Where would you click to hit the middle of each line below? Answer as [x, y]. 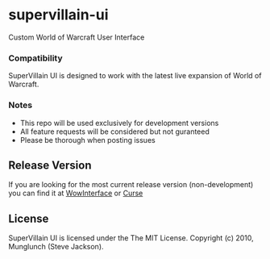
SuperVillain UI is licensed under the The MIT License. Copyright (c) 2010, [131, 238]
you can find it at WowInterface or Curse [76, 193]
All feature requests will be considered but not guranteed [114, 132]
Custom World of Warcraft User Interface [77, 37]
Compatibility [35, 58]
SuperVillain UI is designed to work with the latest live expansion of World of [135, 76]
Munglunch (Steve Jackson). [56, 247]
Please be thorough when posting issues [87, 140]
